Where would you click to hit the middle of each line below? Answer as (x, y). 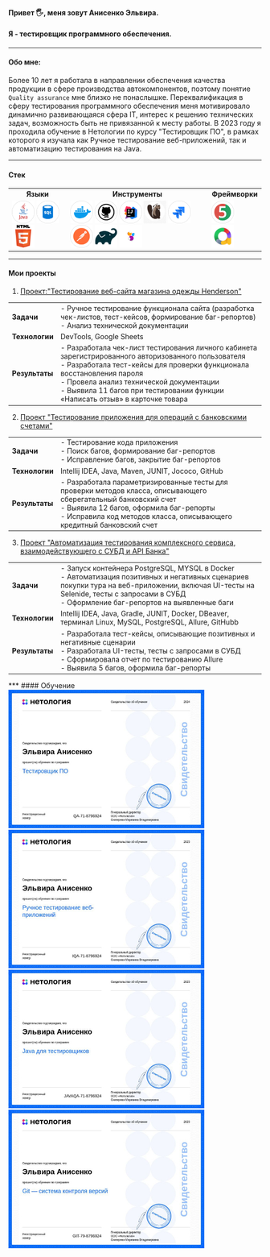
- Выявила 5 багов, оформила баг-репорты (135, 668)
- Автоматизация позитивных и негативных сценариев (154, 577)
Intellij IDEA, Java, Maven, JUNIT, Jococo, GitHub (141, 471)
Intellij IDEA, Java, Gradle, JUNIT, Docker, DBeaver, (145, 614)
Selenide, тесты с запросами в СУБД (123, 594)
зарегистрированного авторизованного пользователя (153, 356)
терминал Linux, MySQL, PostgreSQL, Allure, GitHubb (149, 622)
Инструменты (137, 193)
